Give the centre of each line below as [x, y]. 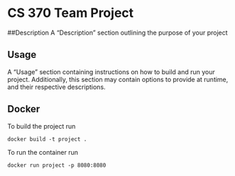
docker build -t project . [47, 139]
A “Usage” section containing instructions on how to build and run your [111, 71]
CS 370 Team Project [71, 13]
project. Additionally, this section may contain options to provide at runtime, [118, 79]
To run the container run [43, 152]
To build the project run [42, 126]
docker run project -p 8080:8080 [57, 165]
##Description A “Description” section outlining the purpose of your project [118, 33]
